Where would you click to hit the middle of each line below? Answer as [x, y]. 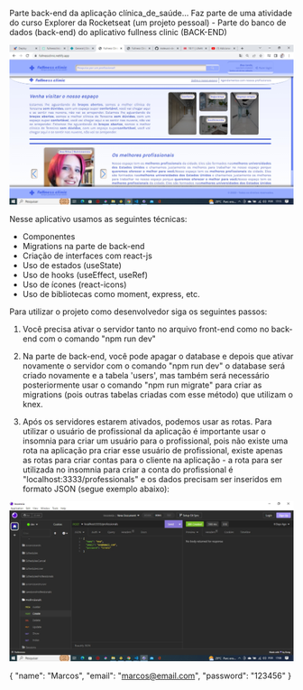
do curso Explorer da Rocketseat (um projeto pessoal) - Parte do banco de [148, 23]
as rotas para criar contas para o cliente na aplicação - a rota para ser [152, 460]
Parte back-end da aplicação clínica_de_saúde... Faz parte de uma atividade [151, 13]
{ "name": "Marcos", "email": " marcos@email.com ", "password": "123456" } [150, 676]
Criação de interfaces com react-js [87, 256]
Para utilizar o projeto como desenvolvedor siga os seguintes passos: [138, 312]
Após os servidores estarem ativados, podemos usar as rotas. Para [147, 422]
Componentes [49, 237]
